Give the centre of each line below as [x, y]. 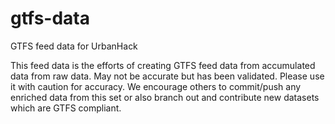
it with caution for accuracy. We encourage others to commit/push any [156, 86]
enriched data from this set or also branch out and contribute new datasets [165, 97]
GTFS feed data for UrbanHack [74, 46]
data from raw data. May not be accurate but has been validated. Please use [167, 76]
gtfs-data [50, 18]
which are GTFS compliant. [66, 108]
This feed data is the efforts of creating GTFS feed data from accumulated [163, 65]
